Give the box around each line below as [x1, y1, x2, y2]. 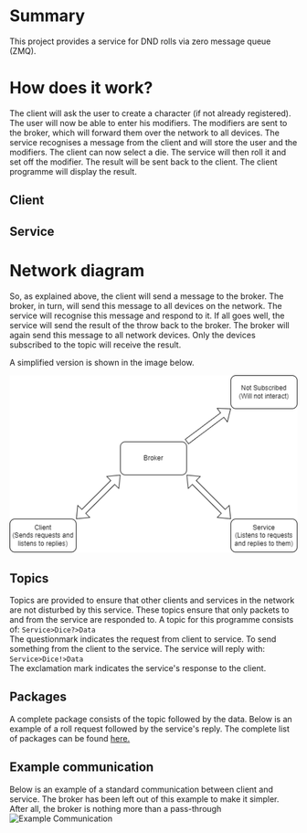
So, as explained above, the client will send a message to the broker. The [9, 290, 284, 302]
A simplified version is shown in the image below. [9, 357, 195, 368]
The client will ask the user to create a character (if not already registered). [9, 107, 291, 119]
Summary [9, 5, 85, 27]
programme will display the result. [9, 166, 137, 176]
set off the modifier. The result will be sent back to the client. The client [9, 156, 278, 167]
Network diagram [9, 260, 145, 281]
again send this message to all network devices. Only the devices [9, 329, 256, 340]
